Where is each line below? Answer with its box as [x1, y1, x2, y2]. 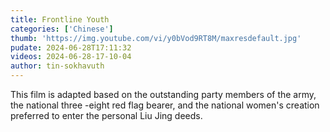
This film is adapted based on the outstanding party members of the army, [10, 89, 317, 100]
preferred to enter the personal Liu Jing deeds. [10, 110, 203, 121]
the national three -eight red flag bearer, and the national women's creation [10, 99, 320, 111]
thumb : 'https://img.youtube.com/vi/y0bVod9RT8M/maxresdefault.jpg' [10, 33, 302, 43]
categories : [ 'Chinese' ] [10, 24, 114, 34]
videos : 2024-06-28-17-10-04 [10, 52, 132, 62]
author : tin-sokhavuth [10, 61, 105, 71]
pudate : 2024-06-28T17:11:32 [10, 42, 132, 53]
